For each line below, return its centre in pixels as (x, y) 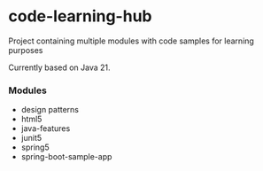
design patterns (50, 110)
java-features (46, 128)
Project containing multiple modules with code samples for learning (131, 41)
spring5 (35, 147)
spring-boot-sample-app (66, 157)
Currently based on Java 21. (60, 67)
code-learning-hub (80, 16)
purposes (26, 50)
